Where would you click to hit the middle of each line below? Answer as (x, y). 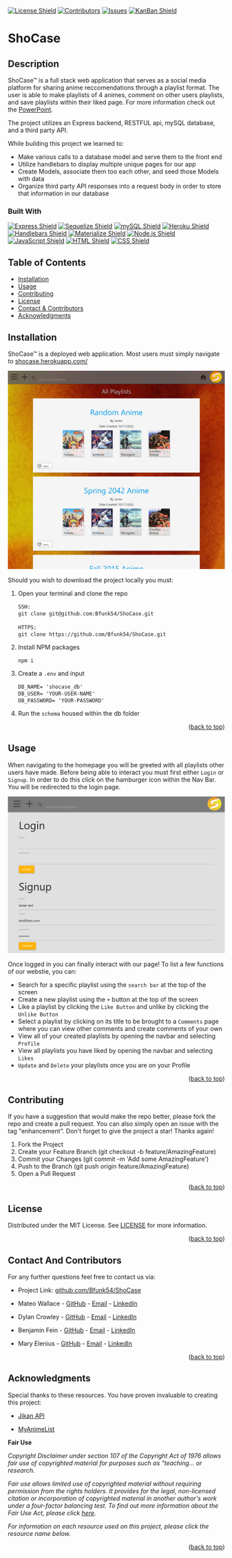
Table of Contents (47, 263)
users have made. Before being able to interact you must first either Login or (116, 772)
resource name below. (39, 1533)
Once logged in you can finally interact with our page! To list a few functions (116, 964)
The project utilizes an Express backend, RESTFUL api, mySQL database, (112, 123)
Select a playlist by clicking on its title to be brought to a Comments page (118, 1021)
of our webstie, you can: (42, 971)
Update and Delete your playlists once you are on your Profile (104, 1065)
